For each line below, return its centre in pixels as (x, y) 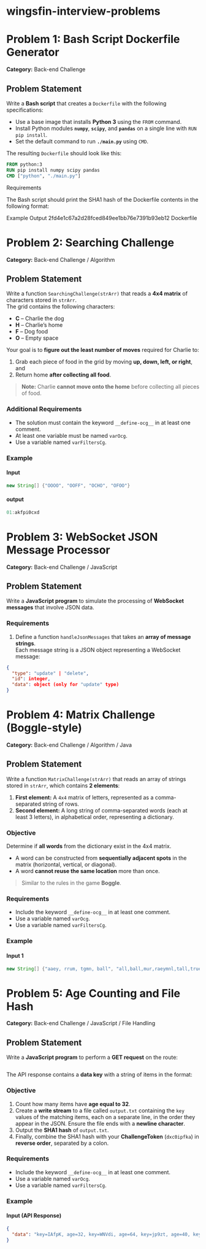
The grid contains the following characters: (61, 307)
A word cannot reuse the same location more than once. (87, 871)
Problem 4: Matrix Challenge (81, 715)
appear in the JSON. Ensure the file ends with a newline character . (100, 1123)
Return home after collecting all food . (63, 375)
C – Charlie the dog (40, 319)
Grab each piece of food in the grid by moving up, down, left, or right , (104, 362)
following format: (28, 206)
